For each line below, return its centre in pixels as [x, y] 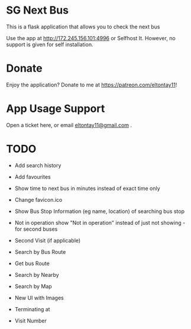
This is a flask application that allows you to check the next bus [83, 27]
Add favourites [33, 177]
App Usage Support [56, 109]
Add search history [38, 165]
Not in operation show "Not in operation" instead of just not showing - [100, 222]
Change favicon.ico [38, 199]
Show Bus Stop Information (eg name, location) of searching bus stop [100, 211]
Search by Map [33, 286]
